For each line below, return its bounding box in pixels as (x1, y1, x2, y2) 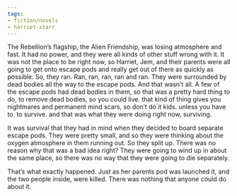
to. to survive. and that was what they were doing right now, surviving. (7, 110, 212, 118)
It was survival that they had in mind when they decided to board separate (7, 124, 224, 133)
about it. (7, 183, 32, 191)
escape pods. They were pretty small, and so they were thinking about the (7, 131, 224, 140)
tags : (7, 10, 23, 18)
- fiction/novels (7, 17, 59, 24)
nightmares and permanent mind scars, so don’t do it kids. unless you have (7, 103, 226, 111)
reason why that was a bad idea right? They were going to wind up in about (7, 146, 227, 155)
